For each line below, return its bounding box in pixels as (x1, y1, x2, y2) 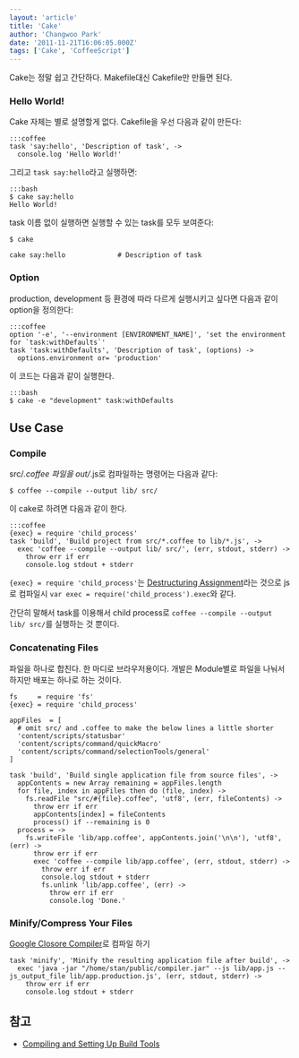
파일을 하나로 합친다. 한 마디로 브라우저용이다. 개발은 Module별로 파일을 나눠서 (9, 663, 286, 674)
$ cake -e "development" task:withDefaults (9, 396, 175, 405)
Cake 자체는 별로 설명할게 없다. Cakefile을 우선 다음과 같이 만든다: (9, 116, 242, 127)
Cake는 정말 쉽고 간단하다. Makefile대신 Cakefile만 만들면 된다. (9, 73, 233, 83)
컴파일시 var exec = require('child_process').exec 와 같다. (18, 589, 237, 599)
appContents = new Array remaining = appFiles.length (17, 778, 222, 787)
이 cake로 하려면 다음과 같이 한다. (9, 503, 127, 514)
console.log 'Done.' (48, 896, 126, 905)
